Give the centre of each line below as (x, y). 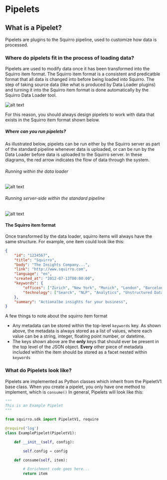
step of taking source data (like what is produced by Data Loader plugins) (80, 85)
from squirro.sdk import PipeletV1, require (52, 420)
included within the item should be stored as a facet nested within (80, 352)
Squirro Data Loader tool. (31, 95)
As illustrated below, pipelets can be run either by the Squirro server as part (83, 144)
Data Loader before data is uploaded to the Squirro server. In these (74, 155)
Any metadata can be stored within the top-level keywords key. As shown (86, 326)
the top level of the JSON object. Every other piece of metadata (78, 347)
